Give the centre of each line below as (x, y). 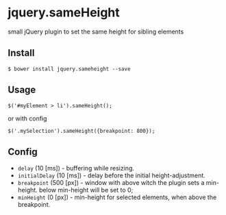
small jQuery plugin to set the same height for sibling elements (96, 31)
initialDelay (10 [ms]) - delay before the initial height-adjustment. (112, 175)
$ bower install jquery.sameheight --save (69, 69)
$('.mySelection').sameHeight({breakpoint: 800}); (81, 131)
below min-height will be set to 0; (86, 190)
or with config (27, 118)
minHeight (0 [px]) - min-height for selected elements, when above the (117, 197)
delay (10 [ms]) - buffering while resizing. (76, 168)
